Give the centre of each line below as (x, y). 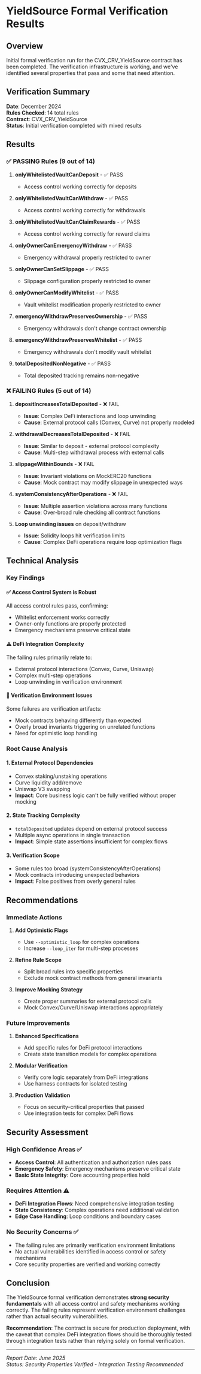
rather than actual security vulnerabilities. (57, 1316)
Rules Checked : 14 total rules (42, 113)
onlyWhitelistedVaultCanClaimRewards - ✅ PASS (77, 222)
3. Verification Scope (33, 855)
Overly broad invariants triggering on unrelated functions (85, 726)
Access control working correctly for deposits (80, 187)
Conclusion (28, 1283)
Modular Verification (41, 1066)
